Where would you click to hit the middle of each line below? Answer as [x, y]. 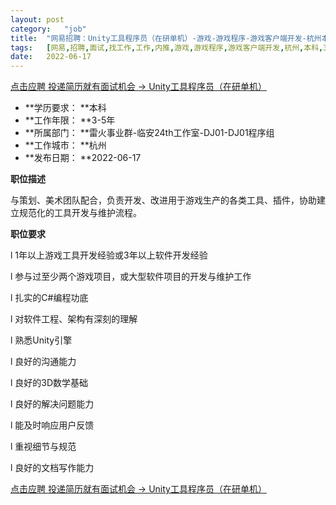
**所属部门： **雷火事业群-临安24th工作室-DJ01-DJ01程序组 [149, 133]
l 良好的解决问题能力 [52, 404]
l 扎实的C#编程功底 [49, 298]
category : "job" [48, 29]
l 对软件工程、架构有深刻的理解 [74, 319]
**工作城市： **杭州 [65, 145]
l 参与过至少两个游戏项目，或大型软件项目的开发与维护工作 [131, 277]
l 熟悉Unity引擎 [41, 340]
